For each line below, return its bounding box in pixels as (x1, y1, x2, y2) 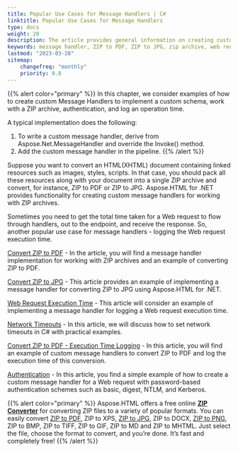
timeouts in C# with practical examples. (7, 327, 123, 336)
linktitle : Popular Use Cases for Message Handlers (7, 17, 163, 24)
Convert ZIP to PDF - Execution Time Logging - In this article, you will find (7, 341, 223, 350)
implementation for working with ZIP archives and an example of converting (7, 256, 229, 265)
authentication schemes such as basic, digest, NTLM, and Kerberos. (7, 385, 207, 394)
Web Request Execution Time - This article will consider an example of (7, 299, 214, 307)
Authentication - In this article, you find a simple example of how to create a (7, 370, 229, 378)
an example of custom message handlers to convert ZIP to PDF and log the (7, 348, 227, 357)
